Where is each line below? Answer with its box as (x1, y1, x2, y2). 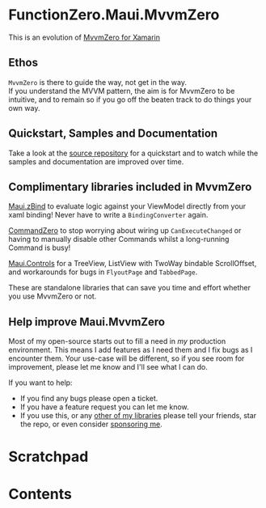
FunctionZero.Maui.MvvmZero (8, 6, 220, 24)
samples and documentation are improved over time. (8, 156, 184, 167)
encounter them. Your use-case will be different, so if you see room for (8, 353, 245, 363)
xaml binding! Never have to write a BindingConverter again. (8, 210, 209, 220)
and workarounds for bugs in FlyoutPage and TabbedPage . (8, 267, 198, 277)
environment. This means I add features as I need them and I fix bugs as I (8, 345, 253, 355)
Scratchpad (8, 447, 89, 466)
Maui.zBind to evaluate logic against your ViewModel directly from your (8, 201, 247, 211)
